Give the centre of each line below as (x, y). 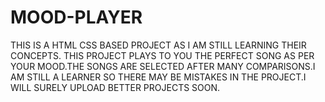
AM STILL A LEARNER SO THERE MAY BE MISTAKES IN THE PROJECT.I (158, 77)
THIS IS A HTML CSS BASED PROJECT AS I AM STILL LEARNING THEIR (158, 45)
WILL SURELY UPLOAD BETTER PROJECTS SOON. (115, 87)
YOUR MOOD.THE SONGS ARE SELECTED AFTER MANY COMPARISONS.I (163, 66)
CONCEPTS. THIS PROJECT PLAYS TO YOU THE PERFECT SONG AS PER (162, 55)
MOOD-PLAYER (76, 17)
